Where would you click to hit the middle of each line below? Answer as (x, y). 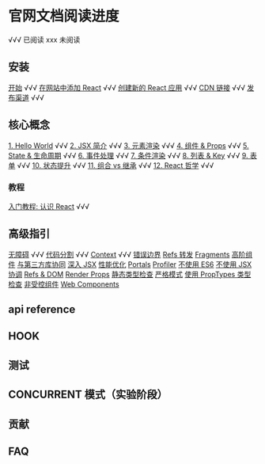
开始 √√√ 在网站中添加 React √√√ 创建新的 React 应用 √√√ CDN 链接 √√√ (127, 87)
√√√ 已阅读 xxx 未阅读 (44, 40)
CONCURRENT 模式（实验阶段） (88, 395)
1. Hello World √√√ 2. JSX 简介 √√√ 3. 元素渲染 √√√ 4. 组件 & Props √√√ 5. (129, 145)
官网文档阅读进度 (64, 16)
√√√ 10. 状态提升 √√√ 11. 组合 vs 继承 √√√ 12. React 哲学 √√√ (115, 165)
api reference (42, 310)
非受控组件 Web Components (72, 284)
